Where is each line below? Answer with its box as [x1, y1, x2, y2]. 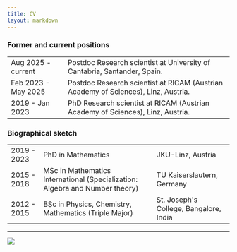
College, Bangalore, [156, 204, 221, 214]
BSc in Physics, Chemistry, [43, 199, 132, 209]
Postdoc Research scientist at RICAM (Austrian [68, 78, 224, 88]
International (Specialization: [43, 174, 138, 184]
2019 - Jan [11, 98, 51, 108]
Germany [156, 179, 187, 189]
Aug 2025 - [11, 57, 51, 67]
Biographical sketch [7, 128, 78, 138]
